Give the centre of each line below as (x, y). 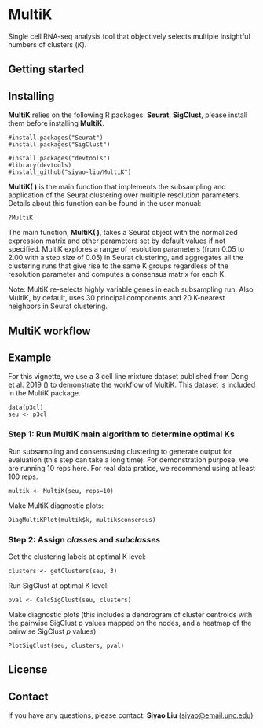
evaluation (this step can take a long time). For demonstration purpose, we (128, 460)
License (28, 670)
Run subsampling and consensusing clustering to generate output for (120, 451)
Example (30, 357)
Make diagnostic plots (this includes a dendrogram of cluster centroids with (130, 614)
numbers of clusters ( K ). (47, 44)
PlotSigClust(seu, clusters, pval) (66, 645)
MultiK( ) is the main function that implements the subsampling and (117, 187)
